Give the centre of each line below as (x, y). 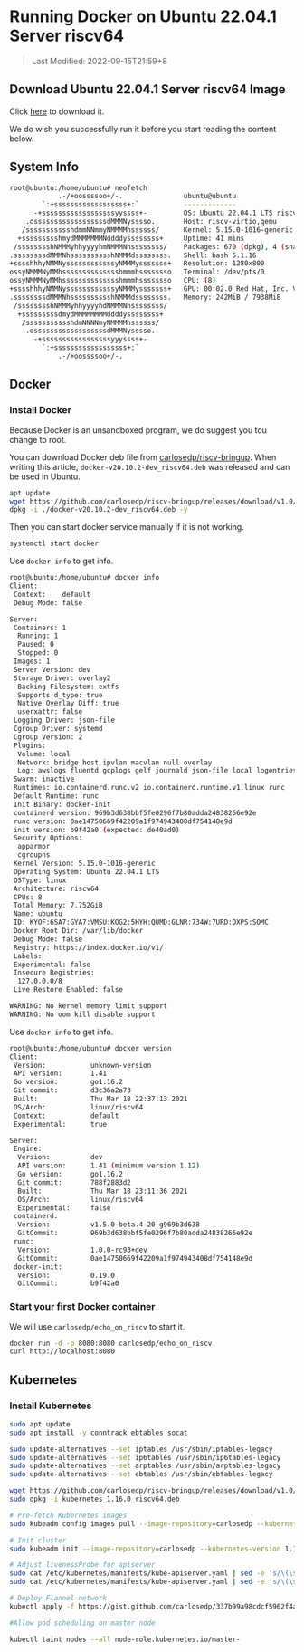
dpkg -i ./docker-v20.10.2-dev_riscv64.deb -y (99, 510)
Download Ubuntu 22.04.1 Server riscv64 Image (147, 89)
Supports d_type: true (60, 695)
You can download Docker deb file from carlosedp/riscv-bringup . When (143, 457)
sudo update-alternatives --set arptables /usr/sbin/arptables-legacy (145, 1466)
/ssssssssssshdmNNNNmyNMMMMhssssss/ (90, 322)
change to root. (38, 439)
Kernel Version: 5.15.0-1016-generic (84, 863)
